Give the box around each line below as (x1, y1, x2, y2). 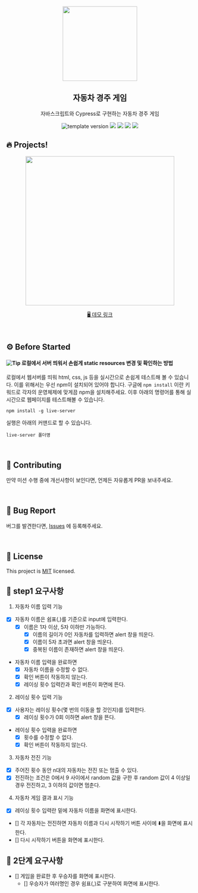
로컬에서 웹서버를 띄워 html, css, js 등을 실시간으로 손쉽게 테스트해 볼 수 (6, 373, 174, 381)
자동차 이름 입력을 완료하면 (14, 658, 77, 665)
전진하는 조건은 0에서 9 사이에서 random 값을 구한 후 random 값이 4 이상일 (14, 774, 191, 781)
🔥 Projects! (6, 140, 48, 150)
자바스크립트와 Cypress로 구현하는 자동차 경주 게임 (40, 110, 159, 117)
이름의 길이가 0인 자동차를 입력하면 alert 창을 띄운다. (32, 631, 155, 638)
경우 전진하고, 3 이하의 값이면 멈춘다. (14, 781, 101, 789)
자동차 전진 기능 (14, 754, 52, 761)
